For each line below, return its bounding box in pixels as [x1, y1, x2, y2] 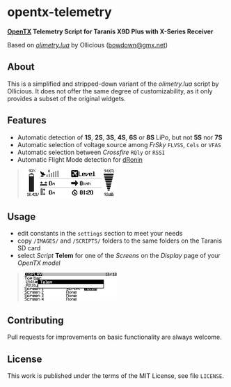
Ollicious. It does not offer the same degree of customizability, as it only [7, 86, 213, 95]
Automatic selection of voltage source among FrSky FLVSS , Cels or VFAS [17, 140, 221, 149]
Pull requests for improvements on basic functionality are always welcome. [7, 333, 223, 342]
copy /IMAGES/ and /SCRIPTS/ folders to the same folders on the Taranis [17, 236, 223, 245]
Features [7, 114, 47, 126]
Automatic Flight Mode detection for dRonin [17, 155, 143, 164]
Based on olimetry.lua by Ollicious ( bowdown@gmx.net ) [7, 40, 168, 49]
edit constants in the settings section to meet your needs [17, 229, 183, 238]
